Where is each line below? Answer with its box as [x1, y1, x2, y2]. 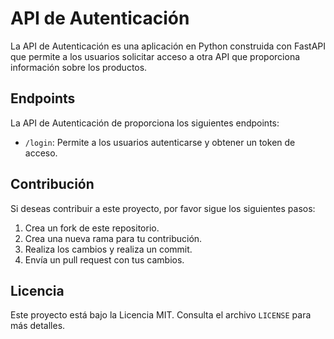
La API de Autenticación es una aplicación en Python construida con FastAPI [10, 40, 327, 52]
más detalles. [10, 320, 66, 332]
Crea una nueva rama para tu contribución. [24, 232, 203, 244]
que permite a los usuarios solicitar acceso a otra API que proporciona [10, 50, 301, 62]
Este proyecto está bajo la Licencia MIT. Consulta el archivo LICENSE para [10, 309, 312, 321]
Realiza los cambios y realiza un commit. [24, 243, 193, 255]
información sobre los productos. [10, 61, 148, 73]
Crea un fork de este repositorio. [24, 222, 160, 234]
